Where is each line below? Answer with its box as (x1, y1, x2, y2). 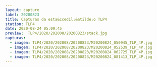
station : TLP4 (5, 21, 35, 27)
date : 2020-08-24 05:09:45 (5, 26, 62, 31)
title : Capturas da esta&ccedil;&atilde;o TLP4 (5, 17, 108, 22)
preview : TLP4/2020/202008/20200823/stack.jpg (5, 31, 108, 36)
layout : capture (5, 7, 39, 13)
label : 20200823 (5, 12, 39, 17)
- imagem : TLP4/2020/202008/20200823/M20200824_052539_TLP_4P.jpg (10, 45, 152, 50)
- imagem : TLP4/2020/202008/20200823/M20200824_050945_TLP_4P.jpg (10, 40, 152, 45)
